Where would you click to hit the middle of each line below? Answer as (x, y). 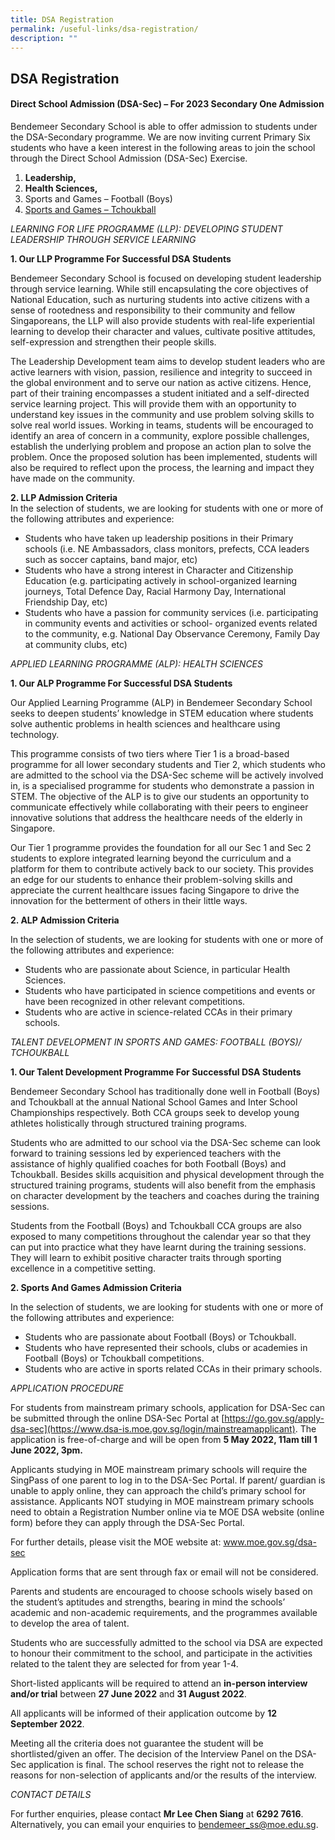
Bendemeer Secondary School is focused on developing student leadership (166, 278)
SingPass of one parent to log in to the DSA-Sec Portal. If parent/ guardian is (168, 1480)
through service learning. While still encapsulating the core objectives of (159, 288)
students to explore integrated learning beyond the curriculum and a (151, 858)
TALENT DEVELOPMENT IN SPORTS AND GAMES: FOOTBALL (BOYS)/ (156, 1042)
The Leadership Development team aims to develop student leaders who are (168, 361)
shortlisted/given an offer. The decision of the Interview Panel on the (151, 1753)
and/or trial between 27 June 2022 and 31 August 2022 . (128, 1693)
